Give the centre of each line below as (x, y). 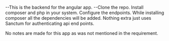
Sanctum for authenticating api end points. (50, 23)
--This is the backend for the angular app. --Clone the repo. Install (74, 7)
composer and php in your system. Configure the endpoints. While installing (85, 13)
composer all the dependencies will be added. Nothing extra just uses (78, 18)
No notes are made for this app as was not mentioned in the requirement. (82, 33)
